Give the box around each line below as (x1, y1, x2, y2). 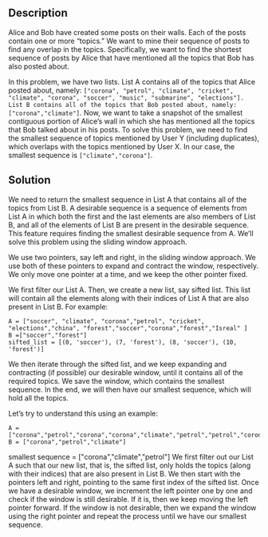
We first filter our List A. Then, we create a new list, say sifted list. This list (8, 285, 251, 294)
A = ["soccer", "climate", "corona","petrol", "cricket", (8, 317, 205, 326)
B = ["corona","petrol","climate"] (8, 438, 127, 446)
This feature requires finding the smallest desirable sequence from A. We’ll (8, 228, 254, 238)
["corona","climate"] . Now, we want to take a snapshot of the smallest (8, 108, 243, 117)
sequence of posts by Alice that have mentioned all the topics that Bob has (8, 53, 254, 62)
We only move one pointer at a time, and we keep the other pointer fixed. (8, 269, 248, 278)
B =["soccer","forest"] (8, 331, 88, 339)
